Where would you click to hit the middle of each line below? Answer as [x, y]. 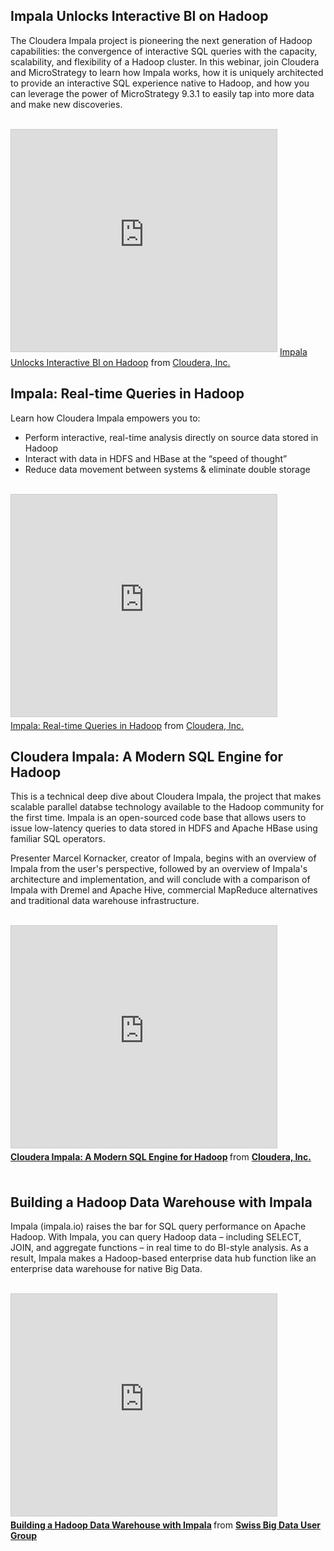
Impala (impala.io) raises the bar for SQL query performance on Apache [158, 1226]
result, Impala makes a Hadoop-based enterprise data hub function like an [163, 1258]
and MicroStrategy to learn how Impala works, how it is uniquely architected [167, 72]
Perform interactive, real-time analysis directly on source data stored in [171, 437]
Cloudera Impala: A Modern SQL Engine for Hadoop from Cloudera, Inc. [161, 1157]
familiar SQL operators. [58, 839]
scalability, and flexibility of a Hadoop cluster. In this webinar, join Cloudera [165, 61]
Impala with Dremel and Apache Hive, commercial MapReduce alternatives [164, 890]
